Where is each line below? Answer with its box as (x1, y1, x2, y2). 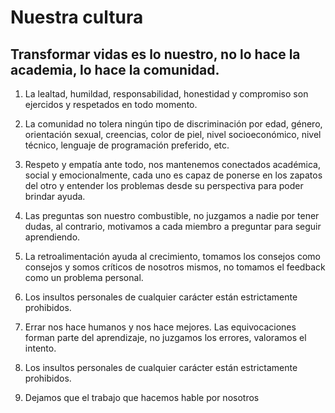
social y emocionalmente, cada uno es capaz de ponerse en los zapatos (24, 169, 323, 181)
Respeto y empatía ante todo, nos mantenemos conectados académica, (24, 159, 322, 170)
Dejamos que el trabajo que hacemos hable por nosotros (24, 392, 260, 403)
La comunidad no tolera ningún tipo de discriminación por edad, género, (24, 118, 323, 130)
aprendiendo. (24, 231, 81, 243)
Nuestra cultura (10, 6, 144, 29)
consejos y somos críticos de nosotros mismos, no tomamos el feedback (24, 261, 326, 273)
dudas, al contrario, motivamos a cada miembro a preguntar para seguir (24, 221, 322, 232)
